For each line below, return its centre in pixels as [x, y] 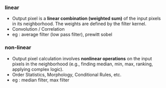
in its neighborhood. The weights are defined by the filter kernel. [79, 24]
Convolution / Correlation [38, 29]
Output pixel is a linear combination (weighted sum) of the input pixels [87, 19]
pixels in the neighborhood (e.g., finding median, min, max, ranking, [82, 64]
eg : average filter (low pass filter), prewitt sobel [62, 35]
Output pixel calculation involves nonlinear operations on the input [82, 58]
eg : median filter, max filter [40, 80]
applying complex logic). [38, 69]
